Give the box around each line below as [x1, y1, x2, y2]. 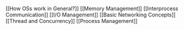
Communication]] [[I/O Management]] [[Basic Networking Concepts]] [5, 11, 176, 18]
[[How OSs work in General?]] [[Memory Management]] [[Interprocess [5, 5, 179, 12]
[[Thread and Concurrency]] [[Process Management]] [5, 18, 138, 24]
